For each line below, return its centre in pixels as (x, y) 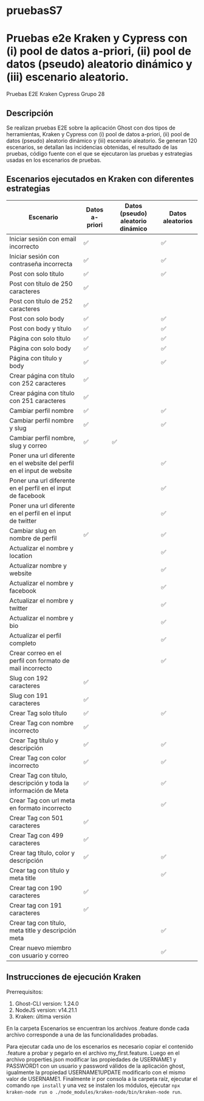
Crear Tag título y (34, 740)
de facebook (27, 495)
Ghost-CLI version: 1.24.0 (47, 1003)
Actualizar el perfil (36, 635)
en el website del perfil (42, 463)
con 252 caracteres (38, 383)
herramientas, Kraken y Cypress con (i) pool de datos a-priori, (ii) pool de (98, 134)
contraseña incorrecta (41, 264)
